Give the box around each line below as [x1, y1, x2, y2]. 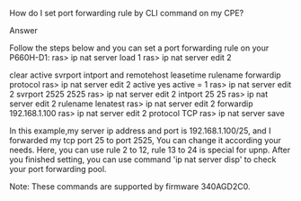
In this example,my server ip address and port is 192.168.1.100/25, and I [9, 125, 271, 136]
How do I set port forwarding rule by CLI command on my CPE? [9, 8, 244, 18]
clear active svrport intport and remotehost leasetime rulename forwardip [9, 69, 281, 80]
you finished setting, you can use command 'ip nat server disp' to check [9, 154, 277, 165]
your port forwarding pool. [9, 164, 107, 174]
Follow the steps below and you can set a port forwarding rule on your [9, 42, 270, 53]
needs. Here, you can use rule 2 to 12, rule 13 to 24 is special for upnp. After [9, 144, 291, 155]
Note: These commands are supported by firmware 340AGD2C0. [9, 181, 251, 192]
